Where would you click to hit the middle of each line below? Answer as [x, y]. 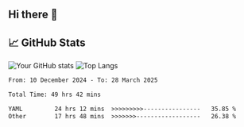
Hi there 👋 [33, 15]
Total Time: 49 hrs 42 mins [55, 95]
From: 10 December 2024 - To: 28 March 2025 [83, 80]
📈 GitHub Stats [47, 42]
